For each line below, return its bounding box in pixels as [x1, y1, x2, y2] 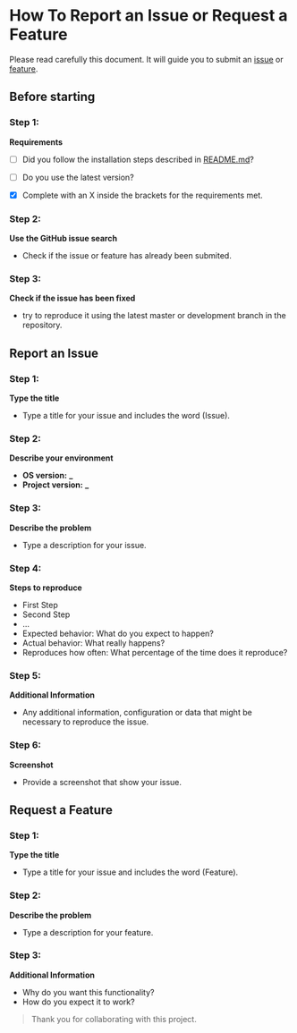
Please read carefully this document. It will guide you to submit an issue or [9, 54, 284, 64]
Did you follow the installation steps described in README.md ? [21, 154, 255, 165]
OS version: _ [21, 470, 73, 481]
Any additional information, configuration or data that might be [21, 707, 252, 718]
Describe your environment [9, 453, 114, 463]
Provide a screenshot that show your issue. [21, 776, 182, 787]
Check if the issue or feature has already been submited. [21, 250, 233, 261]
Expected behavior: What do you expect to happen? [21, 628, 215, 639]
